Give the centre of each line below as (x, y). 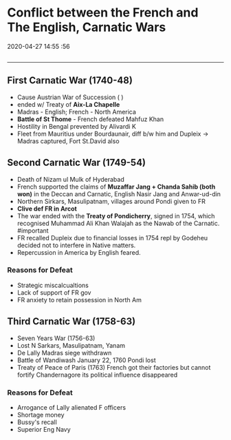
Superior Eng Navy (44, 429)
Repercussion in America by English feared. (79, 252)
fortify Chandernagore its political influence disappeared (97, 375)
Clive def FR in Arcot (47, 209)
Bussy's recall (37, 422)
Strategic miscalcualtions (53, 285)
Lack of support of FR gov (54, 292)
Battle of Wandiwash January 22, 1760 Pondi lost (86, 360)
